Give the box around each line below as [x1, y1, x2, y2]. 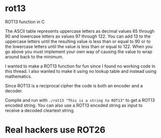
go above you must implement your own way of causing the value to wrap [5, 49, 152, 55]
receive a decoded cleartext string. [5, 107, 75, 113]
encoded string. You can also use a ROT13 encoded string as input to [5, 102, 143, 108]
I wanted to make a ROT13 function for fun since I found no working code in [5, 63, 156, 69]
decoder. [5, 88, 23, 94]
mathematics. [5, 73, 32, 79]
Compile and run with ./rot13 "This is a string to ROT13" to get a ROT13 [5, 97, 155, 103]
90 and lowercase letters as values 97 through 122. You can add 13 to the [5, 33, 151, 39]
